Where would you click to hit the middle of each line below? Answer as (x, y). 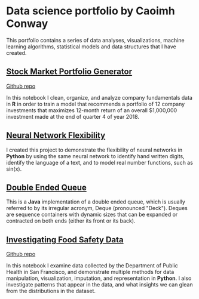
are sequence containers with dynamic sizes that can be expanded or (92, 215)
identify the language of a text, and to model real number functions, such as (99, 162)
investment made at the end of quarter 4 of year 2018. (73, 116)
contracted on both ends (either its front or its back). (71, 221)
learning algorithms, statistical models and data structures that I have (91, 47)
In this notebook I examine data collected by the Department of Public (92, 266)
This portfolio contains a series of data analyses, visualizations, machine (95, 40)
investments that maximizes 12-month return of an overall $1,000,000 (92, 110)
